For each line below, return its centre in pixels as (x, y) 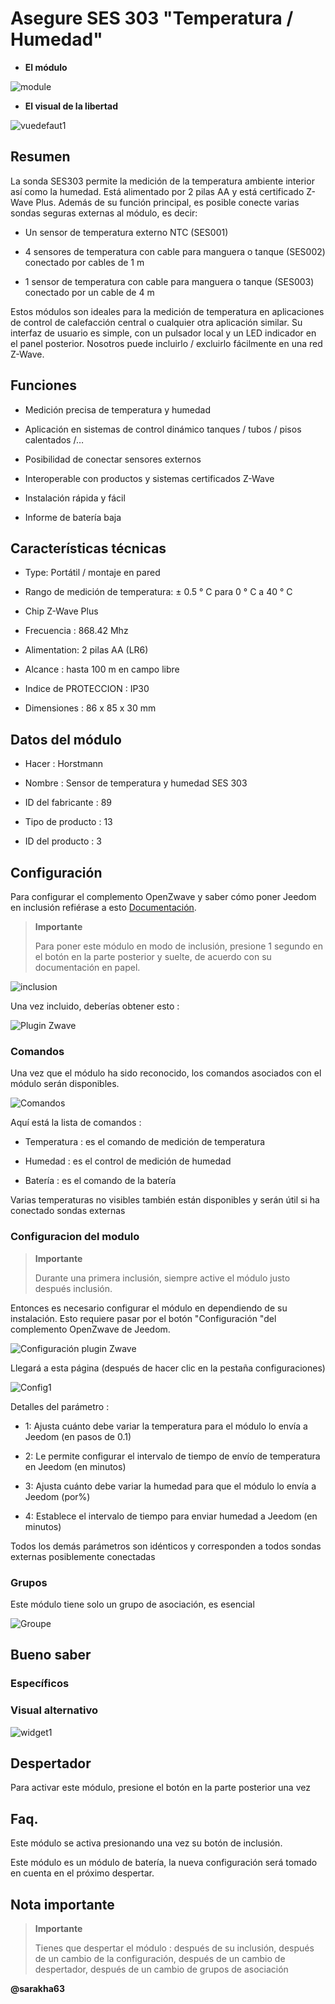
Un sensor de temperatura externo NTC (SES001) (126, 232)
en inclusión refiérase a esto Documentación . (103, 907)
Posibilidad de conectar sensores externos (113, 459)
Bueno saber (51, 1655)
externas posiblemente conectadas (83, 1556)
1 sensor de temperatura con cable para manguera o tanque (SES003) (169, 281)
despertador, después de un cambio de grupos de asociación (161, 1969)
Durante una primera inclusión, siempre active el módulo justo (162, 1278)
